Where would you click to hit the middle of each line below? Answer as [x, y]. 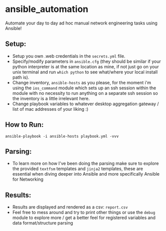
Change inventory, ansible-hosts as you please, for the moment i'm [82, 82]
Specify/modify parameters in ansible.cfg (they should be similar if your [86, 61]
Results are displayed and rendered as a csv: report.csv [70, 207]
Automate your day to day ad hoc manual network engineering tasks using [81, 23]
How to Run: [24, 125]
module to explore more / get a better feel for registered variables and [84, 218]
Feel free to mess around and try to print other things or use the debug [84, 213]
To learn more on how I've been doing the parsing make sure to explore [85, 164]
